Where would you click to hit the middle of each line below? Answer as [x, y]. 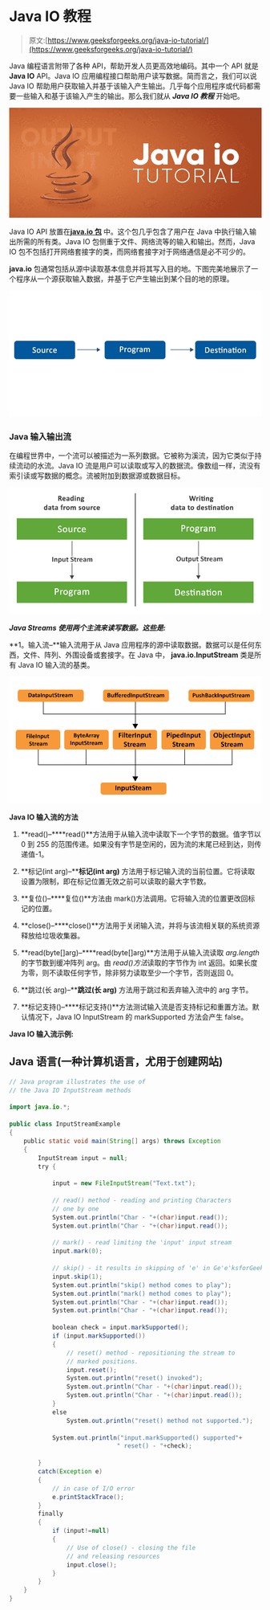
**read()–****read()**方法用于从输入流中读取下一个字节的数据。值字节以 [141, 834]
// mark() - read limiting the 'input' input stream [141, 1243]
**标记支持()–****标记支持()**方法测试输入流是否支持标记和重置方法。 [137, 1007]
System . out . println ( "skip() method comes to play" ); [141, 1285]
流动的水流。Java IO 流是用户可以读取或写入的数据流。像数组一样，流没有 [138, 465]
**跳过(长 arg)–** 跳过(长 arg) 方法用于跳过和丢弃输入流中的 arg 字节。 [137, 990]
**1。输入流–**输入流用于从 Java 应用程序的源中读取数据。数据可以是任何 [132, 644]
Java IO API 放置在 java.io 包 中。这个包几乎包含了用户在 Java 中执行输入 [129, 231]
